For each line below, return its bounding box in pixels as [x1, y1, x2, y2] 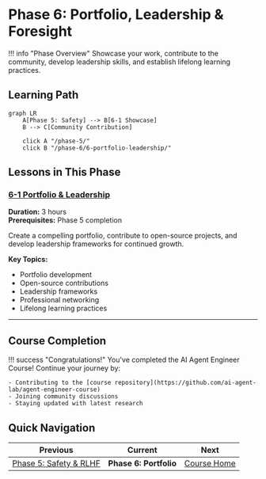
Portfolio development [19, 270, 93, 279]
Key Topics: [8, 255, 48, 264]
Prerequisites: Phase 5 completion [8, 215, 123, 225]
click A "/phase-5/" [22, 137, 90, 145]
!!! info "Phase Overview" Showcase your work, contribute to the [8, 48, 219, 58]
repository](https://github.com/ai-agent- [114, 378, 257, 387]
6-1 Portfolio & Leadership [8, 189, 111, 200]
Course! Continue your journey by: [8, 363, 121, 373]
